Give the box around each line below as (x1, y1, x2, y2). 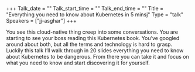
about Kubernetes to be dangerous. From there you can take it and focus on (6, 53, 189, 60)
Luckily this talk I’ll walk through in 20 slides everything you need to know (6, 47, 184, 54)
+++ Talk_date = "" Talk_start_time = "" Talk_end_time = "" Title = (6, 5, 164, 12)
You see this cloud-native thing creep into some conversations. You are (6, 28, 179, 35)
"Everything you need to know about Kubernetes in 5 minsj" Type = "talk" (6, 11, 183, 18)
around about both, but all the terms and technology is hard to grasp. (6, 41, 173, 48)
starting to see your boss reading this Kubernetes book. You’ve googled (6, 35, 180, 41)
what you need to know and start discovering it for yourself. (6, 59, 150, 66)
